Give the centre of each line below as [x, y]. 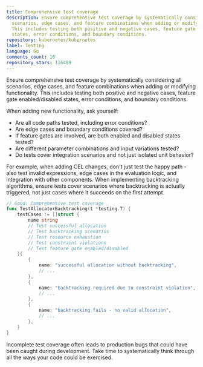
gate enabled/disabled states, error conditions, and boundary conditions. [97, 99]
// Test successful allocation [67, 226]
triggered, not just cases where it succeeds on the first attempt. [85, 192]
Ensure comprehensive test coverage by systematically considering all [94, 80]
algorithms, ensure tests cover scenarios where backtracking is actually [96, 186]
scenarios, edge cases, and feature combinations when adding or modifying [101, 86]
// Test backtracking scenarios [69, 231]
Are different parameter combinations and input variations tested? [97, 148]
